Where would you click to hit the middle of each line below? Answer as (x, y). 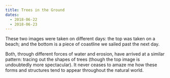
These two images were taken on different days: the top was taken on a (80, 39)
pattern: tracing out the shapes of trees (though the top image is (73, 60)
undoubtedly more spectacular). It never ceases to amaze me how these (81, 65)
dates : (12, 15)
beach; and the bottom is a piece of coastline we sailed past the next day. (82, 44)
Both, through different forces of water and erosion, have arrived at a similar (85, 54)
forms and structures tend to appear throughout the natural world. (75, 70)
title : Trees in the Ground (35, 10)
